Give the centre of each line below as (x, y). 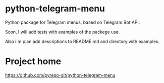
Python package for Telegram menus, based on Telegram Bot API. (73, 22)
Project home (33, 62)
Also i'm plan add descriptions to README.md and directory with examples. (82, 41)
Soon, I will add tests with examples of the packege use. (62, 32)
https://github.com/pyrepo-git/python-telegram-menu (60, 75)
